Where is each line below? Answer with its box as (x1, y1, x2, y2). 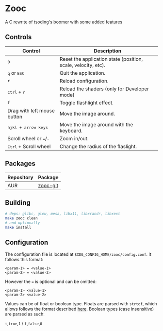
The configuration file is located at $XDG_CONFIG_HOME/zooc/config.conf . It (5, 251, 152, 257)
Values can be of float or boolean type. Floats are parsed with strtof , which (5, 300, 157, 306)
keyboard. (60, 127, 82, 134)
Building (5, 199, 31, 207)
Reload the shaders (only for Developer (60, 85, 149, 92)
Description (94, 47, 122, 54)
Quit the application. (60, 69, 106, 76)
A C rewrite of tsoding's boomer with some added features (5, 19, 123, 25)
